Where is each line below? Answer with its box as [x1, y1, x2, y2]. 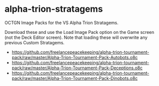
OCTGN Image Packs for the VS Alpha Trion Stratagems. [4, 20, 118, 26]
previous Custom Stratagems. [4, 39, 65, 45]
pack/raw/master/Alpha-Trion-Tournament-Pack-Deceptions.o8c [11, 65, 143, 71]
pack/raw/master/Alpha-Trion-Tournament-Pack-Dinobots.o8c [11, 75, 138, 81]
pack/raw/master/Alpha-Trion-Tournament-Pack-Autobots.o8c [11, 54, 138, 60]
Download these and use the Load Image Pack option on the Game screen [4, 29, 155, 35]
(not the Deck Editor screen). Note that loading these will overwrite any [4, 34, 148, 40]
